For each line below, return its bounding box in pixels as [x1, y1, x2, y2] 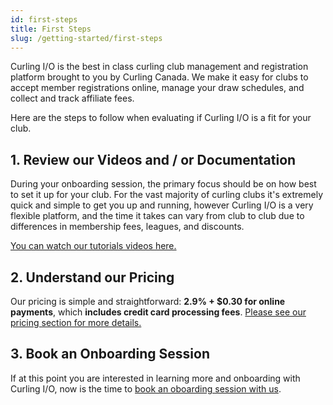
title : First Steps [10, 24, 92, 34]
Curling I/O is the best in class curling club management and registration [10, 61, 309, 73]
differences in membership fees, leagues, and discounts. [10, 221, 245, 233]
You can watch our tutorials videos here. [10, 240, 177, 252]
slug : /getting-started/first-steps [10, 33, 163, 43]
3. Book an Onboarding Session [10, 346, 210, 363]
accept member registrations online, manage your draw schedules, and [10, 82, 305, 94]
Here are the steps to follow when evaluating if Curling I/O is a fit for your [10, 112, 312, 124]
